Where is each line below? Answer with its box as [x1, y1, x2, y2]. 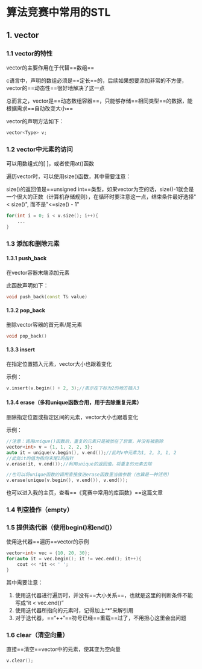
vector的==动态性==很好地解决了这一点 [6, 84, 105, 91]
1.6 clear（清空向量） [6, 630, 69, 639]
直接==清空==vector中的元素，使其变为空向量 [6, 645, 121, 653]
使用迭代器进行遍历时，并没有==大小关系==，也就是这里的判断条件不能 [14, 591, 193, 598]
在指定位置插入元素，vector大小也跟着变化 [6, 360, 112, 367]
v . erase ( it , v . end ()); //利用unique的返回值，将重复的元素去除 [6, 461, 153, 467]
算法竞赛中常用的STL [6, 5, 111, 19]
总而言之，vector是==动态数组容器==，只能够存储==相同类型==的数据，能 [6, 97, 193, 104]
